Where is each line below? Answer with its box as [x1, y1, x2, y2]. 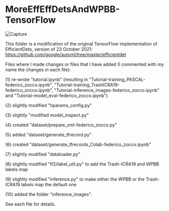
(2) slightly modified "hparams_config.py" [5, 102, 92, 108]
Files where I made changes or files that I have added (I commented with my [5, 61, 164, 67]
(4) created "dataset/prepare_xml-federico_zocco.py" [5, 122, 117, 128]
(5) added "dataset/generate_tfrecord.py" [5, 131, 92, 137]
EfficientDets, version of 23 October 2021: [5, 46, 93, 52]
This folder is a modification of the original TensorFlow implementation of [5, 40, 157, 46]
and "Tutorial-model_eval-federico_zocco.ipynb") [5, 92, 108, 98]
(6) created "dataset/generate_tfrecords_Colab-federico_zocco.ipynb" [5, 141, 151, 147]
